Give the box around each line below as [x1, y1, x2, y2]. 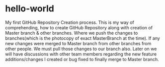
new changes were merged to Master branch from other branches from [5, 40, 152, 46]
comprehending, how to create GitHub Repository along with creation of [5, 24, 153, 30]
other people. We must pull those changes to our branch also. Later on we [5, 46, 157, 52]
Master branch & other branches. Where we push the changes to [5, 30, 138, 36]
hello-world [5, 3, 55, 14]
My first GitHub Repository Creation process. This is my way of [5, 19, 134, 25]
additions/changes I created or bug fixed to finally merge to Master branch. [5, 56, 159, 62]
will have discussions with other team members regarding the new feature [5, 51, 157, 57]
